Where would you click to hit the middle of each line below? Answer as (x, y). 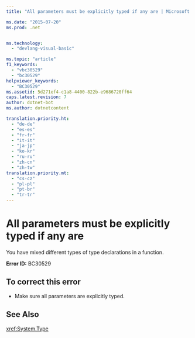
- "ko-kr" (23, 151)
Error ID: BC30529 (29, 263)
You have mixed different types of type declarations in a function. (85, 252)
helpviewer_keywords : (32, 81)
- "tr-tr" (23, 195)
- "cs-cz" (23, 178)
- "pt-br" (23, 189)
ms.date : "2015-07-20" (34, 22)
